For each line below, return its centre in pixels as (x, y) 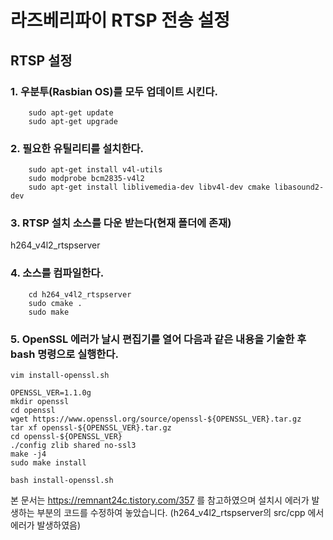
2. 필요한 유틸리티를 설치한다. (77, 148)
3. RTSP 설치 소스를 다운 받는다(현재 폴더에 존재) (121, 223)
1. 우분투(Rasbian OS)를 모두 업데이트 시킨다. (114, 91)
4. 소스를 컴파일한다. (57, 273)
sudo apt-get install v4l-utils (95, 170)
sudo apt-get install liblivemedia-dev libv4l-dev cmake (149, 187)
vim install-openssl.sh (60, 376)
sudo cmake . (55, 303)
